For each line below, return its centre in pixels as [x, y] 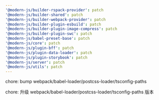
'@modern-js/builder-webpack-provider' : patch [56, 19]
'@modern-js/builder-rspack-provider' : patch [54, 10]
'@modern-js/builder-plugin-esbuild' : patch [53, 24]
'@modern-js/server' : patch [35, 62]
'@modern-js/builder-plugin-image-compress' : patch [61, 29]
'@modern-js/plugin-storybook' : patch [46, 57]
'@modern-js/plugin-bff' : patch [39, 48]
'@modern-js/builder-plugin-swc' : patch [49, 34]
